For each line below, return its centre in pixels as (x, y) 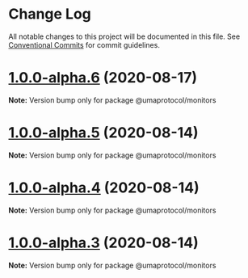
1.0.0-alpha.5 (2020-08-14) (104, 133)
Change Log (50, 14)
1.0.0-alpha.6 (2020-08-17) (103, 78)
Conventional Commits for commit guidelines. (84, 44)
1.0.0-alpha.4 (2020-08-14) (104, 187)
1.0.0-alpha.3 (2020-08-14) (104, 242)
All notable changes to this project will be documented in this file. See (124, 36)
